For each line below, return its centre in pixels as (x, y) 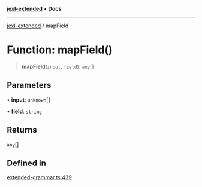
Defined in (27, 163)
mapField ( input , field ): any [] (58, 66)
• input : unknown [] (28, 99)
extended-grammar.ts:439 (40, 177)
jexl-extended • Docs (34, 9)
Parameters (29, 85)
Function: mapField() (60, 50)
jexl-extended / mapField (38, 26)
